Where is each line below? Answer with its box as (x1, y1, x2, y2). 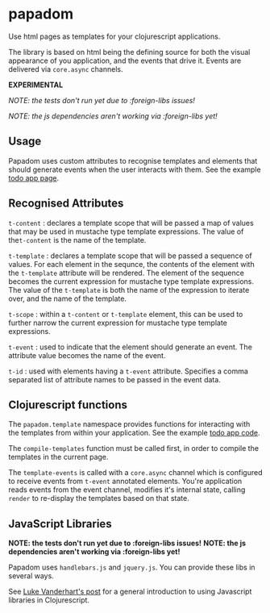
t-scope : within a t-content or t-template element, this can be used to (8, 309, 243, 319)
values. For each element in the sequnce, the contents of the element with (8, 259, 255, 269)
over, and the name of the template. (8, 294, 127, 303)
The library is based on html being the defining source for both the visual (8, 47, 251, 56)
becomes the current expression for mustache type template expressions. (8, 276, 254, 286)
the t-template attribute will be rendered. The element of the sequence (8, 268, 244, 277)
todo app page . (8, 173, 60, 182)
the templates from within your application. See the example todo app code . (8, 428, 260, 438)
